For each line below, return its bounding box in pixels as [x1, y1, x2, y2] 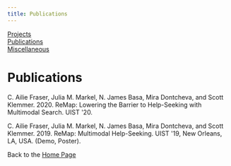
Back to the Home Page [7, 150, 76, 159]
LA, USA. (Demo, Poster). [7, 136, 81, 145]
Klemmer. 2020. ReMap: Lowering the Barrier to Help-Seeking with [7, 100, 202, 109]
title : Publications [7, 10, 69, 18]
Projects [7, 30, 32, 38]
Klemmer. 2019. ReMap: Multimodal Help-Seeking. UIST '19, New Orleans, [7, 129, 223, 138]
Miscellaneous [7, 45, 49, 53]
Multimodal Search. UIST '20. [7, 107, 93, 117]
